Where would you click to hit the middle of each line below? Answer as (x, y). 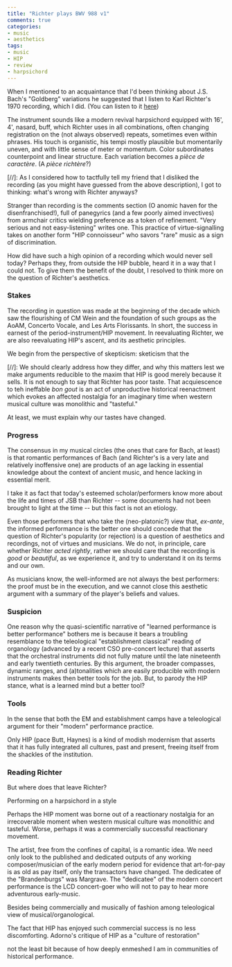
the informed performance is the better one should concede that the (105, 529)
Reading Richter (35, 772)
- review (20, 65)
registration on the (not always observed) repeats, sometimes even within (112, 134)
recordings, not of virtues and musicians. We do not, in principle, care (107, 543)
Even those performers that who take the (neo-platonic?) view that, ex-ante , (116, 521)
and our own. (26, 566)
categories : (24, 26)
